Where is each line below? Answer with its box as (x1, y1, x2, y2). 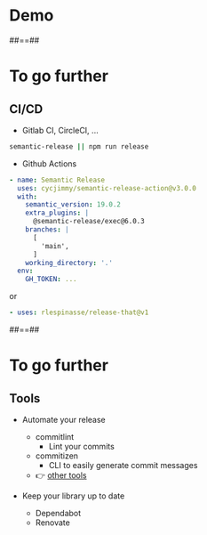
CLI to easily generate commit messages (48, 460, 198, 471)
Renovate (35, 517, 71, 528)
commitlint (35, 432, 75, 442)
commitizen (35, 450, 78, 461)
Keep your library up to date (21, 490, 125, 501)
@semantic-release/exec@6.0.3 (32, 217, 145, 226)
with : (17, 192, 38, 201)
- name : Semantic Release (9, 175, 105, 184)
